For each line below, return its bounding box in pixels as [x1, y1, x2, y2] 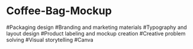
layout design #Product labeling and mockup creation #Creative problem [6, 30, 186, 37]
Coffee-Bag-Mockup [6, 4, 112, 18]
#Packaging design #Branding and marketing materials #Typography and [6, 24, 187, 31]
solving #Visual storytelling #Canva [6, 36, 94, 43]
